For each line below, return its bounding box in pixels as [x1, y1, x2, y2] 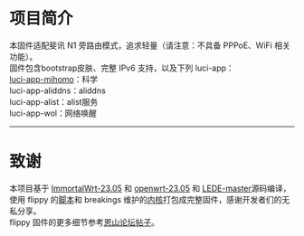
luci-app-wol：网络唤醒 [9, 108, 97, 118]
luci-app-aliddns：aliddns [9, 85, 106, 96]
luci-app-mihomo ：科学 [9, 73, 98, 84]
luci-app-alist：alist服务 [9, 96, 99, 107]
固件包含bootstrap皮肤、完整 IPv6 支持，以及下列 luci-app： [9, 62, 235, 73]
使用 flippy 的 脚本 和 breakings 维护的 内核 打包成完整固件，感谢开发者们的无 [9, 194, 290, 204]
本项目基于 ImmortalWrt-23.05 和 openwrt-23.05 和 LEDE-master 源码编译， [9, 183, 291, 194]
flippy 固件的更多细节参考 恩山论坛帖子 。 [9, 216, 160, 227]
